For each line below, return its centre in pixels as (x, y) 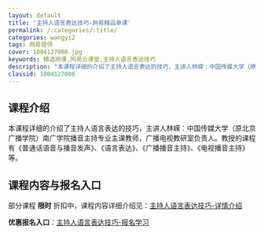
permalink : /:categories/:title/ (63, 30)
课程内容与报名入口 (55, 185)
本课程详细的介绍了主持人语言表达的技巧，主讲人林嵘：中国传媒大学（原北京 (132, 128)
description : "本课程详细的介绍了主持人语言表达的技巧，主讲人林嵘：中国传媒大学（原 (132, 67)
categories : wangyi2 (42, 37)
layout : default (35, 15)
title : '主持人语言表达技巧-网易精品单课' (70, 23)
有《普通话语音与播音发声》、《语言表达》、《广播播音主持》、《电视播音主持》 (128, 148)
